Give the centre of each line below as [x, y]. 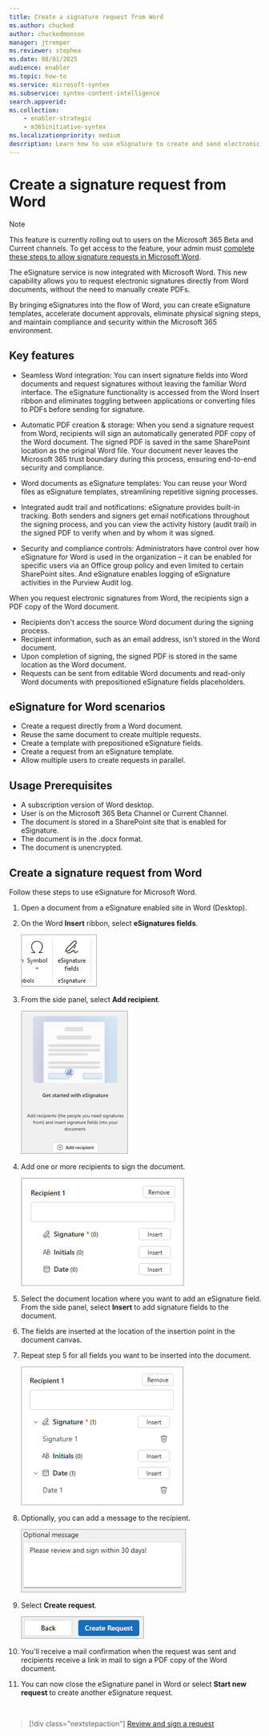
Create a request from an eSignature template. [97, 752]
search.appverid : [38, 102]
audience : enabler [40, 68]
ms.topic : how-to [38, 76]
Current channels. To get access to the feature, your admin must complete [132, 248]
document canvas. [51, 1339]
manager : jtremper [40, 43]
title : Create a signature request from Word [86, 17]
